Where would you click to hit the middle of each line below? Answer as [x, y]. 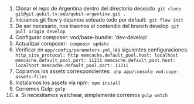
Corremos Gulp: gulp [40, 89]
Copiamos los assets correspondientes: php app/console [84, 71]
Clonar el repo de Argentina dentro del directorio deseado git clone [98, 8]
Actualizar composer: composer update [62, 44]
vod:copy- [167, 72]
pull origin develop [40, 32]
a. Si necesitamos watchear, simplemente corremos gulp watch [91, 95]
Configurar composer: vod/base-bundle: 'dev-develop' [81, 37]
